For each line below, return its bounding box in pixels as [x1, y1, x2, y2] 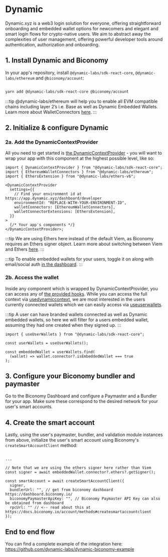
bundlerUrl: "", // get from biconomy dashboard [10, 488, 113, 493]
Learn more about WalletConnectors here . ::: [5, 109, 97, 115]
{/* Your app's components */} [10, 223, 75, 228]
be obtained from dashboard [5, 501, 64, 506]
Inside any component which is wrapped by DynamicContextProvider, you [5, 286, 158, 292]
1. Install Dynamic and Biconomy [5, 56, 109, 65]
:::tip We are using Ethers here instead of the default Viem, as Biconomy [5, 236, 154, 242]
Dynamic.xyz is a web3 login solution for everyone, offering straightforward [5, 20, 161, 26]
